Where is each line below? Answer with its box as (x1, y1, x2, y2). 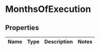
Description (44, 38, 73, 45)
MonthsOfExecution (5, 3, 91, 15)
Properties (5, 23, 39, 32)
